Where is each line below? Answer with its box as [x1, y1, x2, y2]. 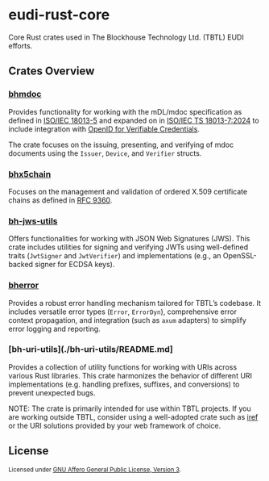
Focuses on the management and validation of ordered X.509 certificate [8, 186, 248, 196]
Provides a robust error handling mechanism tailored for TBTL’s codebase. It [8, 298, 262, 307]
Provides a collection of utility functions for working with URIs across [8, 362, 238, 372]
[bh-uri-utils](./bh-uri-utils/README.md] [8, 344, 173, 355]
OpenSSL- [222, 251, 258, 261]
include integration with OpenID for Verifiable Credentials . [8, 123, 200, 134]
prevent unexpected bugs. [8, 387, 96, 397]
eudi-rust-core [8, 6, 110, 24]
